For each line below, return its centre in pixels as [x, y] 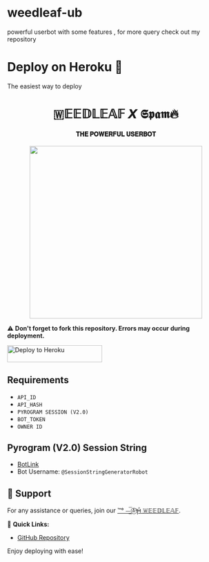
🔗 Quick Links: [28, 524]
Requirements [38, 380]
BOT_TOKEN [31, 419]
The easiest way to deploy [44, 86]
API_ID [27, 397]
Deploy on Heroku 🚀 [65, 67]
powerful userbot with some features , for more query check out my [103, 32]
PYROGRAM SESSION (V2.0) [53, 412]
